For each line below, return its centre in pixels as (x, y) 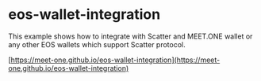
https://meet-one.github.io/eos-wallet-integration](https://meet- (115, 60)
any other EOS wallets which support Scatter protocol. (97, 44)
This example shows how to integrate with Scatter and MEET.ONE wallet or (130, 36)
